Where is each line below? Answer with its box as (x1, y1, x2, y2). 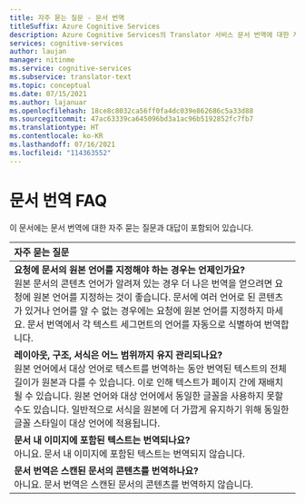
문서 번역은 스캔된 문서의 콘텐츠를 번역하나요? (14, 464, 199, 477)
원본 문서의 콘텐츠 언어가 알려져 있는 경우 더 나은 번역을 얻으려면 (14, 277, 273, 290)
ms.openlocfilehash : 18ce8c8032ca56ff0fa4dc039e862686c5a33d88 (9, 106, 254, 115)
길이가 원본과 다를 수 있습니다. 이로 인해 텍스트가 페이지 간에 (14, 376, 256, 389)
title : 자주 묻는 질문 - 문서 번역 (9, 13, 125, 23)
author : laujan (9, 47, 67, 56)
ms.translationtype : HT (9, 123, 100, 133)
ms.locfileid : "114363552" (9, 148, 112, 157)
